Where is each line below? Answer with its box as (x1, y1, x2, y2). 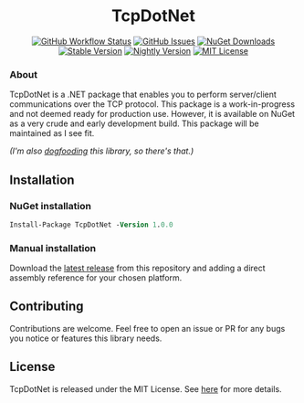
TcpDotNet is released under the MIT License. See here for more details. (9, 383, 282, 394)
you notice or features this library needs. (9, 333, 162, 344)
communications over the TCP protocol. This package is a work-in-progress (9, 99, 295, 110)
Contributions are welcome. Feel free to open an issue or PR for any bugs (9, 323, 286, 334)
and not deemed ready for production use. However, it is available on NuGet (9, 109, 295, 120)
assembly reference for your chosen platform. (9, 272, 183, 283)
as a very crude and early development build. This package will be (9, 118, 259, 129)
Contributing (9, 299, 84, 314)
